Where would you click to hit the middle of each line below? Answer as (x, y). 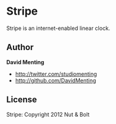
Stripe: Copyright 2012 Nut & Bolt (48, 114)
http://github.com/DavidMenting (56, 80)
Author (20, 47)
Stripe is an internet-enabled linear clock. (58, 28)
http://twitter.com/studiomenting (56, 74)
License (22, 100)
